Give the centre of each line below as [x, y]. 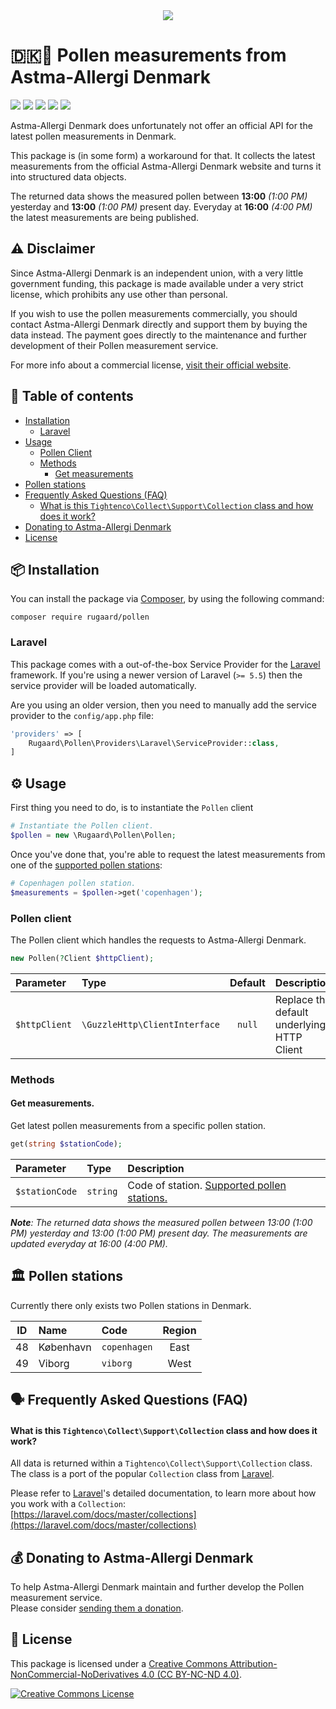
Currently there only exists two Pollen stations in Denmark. [131, 1305]
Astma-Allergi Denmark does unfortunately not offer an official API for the [161, 125]
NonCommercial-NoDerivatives [75, 1674]
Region [179, 1330]
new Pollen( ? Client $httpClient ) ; [82, 958]
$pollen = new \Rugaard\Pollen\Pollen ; [93, 835]
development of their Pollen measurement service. [114, 345]
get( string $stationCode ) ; [66, 1144]
